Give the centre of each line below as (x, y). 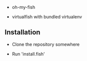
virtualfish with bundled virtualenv (47, 17)
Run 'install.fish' (28, 54)
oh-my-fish (23, 7)
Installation (22, 32)
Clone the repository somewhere (46, 44)
